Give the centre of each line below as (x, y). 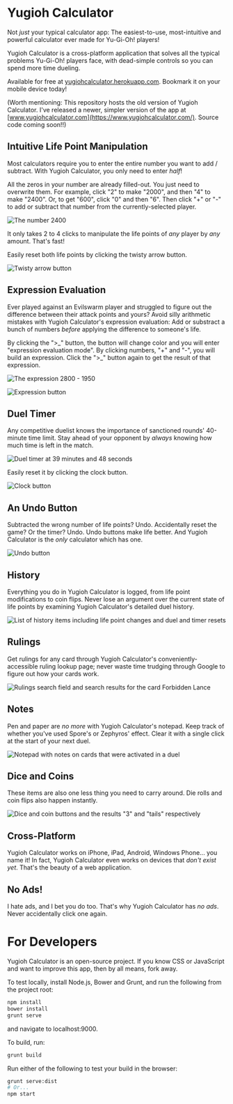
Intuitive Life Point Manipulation (78, 147)
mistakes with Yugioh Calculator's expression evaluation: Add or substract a (116, 322)
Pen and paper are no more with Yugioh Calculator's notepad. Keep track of (116, 726)
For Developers (52, 942)
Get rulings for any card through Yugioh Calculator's (82, 659)
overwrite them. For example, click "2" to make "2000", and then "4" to (109, 192)
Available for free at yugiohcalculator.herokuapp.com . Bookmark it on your (114, 81)
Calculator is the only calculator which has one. (75, 539)
